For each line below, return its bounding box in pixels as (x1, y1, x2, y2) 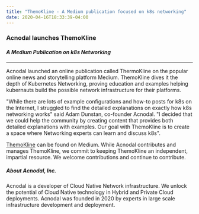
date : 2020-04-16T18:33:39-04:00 (6, 14, 89, 20)
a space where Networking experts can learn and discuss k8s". (6, 129, 161, 137)
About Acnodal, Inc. (6, 167, 57, 174)
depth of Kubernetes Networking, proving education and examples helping (6, 80, 188, 87)
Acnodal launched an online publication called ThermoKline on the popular (6, 67, 188, 74)
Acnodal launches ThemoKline (6, 34, 97, 42)
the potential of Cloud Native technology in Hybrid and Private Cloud (6, 188, 174, 196)
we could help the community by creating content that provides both (6, 117, 174, 124)
